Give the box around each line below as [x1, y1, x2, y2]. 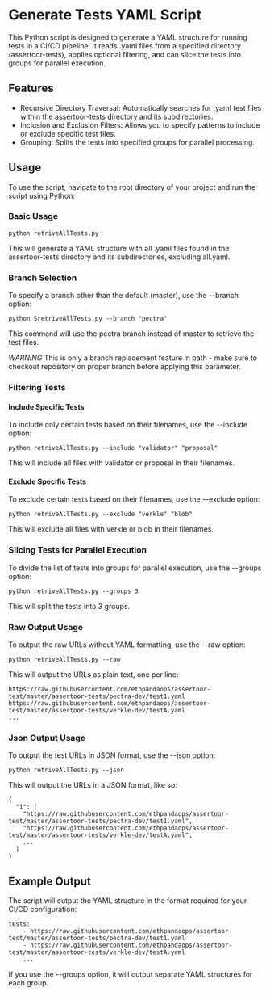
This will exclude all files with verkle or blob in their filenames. [8, 524, 214, 534]
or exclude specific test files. [19, 128, 116, 138]
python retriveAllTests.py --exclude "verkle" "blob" [8, 511, 193, 519]
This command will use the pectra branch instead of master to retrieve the [8, 329, 255, 338]
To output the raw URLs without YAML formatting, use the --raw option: [8, 640, 246, 649]
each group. [8, 978, 49, 988]
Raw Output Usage [8, 621, 83, 632]
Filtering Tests [8, 382, 66, 393]
